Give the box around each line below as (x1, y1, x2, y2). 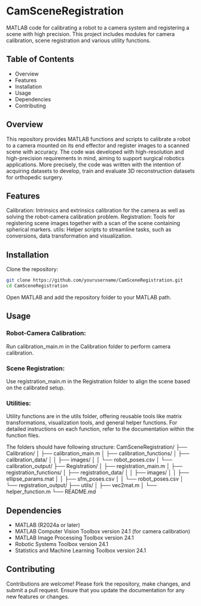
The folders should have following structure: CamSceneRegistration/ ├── (6, 443, 187, 451)
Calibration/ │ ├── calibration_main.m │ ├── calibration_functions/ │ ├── (6, 450, 190, 457)
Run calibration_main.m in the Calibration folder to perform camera (6, 343, 171, 350)
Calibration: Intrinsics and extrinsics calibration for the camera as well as (6, 207, 185, 214)
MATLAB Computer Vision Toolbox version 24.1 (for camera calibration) (14, 528, 190, 535)
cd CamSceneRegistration (6, 283, 68, 289)
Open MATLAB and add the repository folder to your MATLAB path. (6, 293, 172, 301)
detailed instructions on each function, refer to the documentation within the (6, 425, 194, 433)
